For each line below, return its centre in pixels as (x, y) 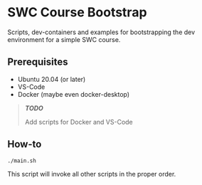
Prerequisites (38, 62)
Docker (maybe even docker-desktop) (74, 94)
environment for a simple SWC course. (64, 39)
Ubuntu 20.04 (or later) (52, 79)
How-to (25, 144)
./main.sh (22, 161)
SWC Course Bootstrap (77, 12)
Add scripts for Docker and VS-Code (79, 122)
